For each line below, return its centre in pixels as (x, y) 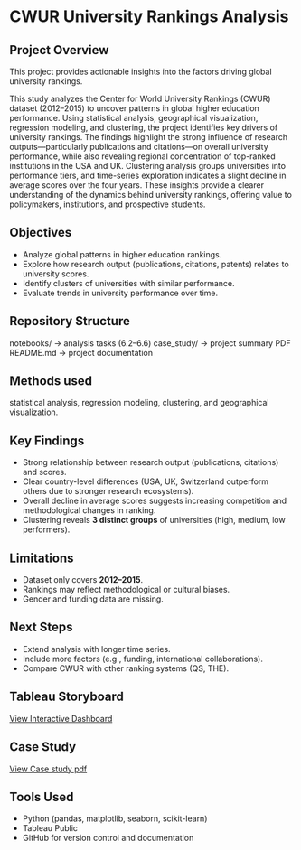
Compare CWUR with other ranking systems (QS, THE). (125, 668)
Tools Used (42, 797)
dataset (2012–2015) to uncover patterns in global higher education (134, 108)
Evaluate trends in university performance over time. (120, 293)
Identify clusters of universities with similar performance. (128, 283)
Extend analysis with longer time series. (96, 649)
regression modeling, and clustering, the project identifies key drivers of (144, 127)
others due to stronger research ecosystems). (108, 491)
